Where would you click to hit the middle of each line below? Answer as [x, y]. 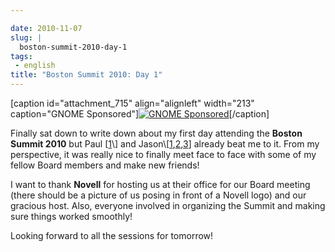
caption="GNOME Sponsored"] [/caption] [140, 114]
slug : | [26, 37]
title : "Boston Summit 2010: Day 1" [86, 75]
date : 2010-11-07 [46, 28]
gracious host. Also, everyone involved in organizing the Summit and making [168, 205]
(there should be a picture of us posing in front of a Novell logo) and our [158, 195]
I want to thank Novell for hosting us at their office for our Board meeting [160, 184]
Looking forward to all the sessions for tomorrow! [112, 235]
